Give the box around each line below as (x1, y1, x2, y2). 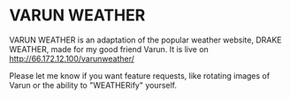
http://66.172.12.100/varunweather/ (9, 53, 134, 64)
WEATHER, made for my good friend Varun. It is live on (9, 43, 210, 54)
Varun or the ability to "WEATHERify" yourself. (9, 80, 178, 90)
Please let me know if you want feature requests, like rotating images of (9, 70, 271, 80)
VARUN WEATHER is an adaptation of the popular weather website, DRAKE (9, 34, 282, 45)
